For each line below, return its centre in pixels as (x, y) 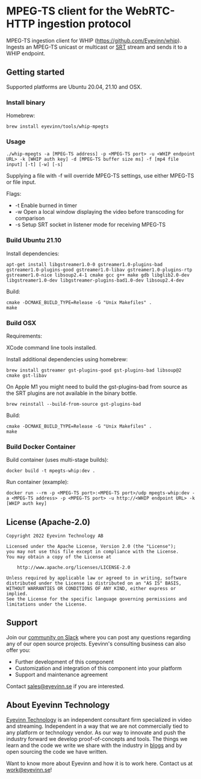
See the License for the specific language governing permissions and (97, 599)
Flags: (14, 194)
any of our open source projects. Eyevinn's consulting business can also (96, 644)
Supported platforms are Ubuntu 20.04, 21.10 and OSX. (74, 87)
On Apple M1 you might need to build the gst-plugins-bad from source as (97, 386)
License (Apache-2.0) (48, 522)
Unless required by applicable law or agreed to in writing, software (97, 578)
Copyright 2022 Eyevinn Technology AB (55, 536)
